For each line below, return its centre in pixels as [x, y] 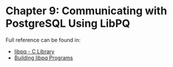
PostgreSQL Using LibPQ [68, 23]
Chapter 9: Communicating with [86, 11]
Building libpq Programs [43, 58]
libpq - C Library [34, 51]
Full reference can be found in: [43, 40]
